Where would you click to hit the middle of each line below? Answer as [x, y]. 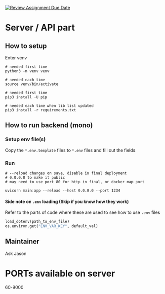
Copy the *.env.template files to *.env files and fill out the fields [70, 150]
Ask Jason [16, 253]
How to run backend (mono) [49, 125]
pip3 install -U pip [26, 97]
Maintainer [22, 242]
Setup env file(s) [25, 140]
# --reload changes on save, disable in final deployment [66, 173]
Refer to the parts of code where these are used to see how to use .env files [83, 212]
